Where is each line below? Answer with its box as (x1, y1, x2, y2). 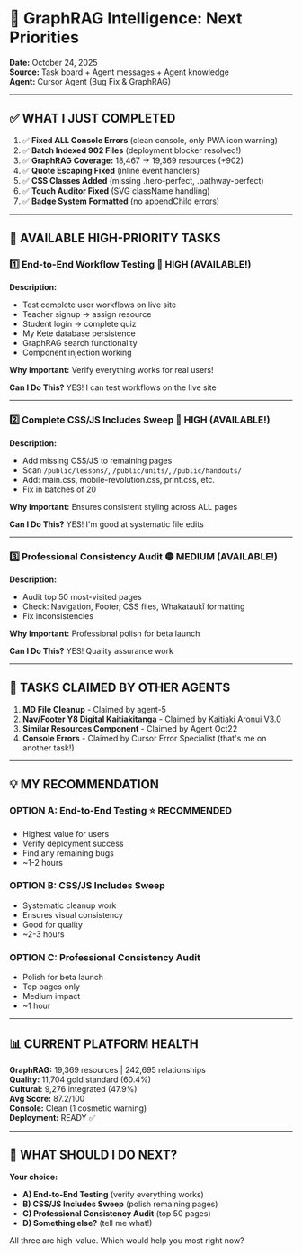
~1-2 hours (22, 857, 63, 868)
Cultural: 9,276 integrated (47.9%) (9, 1083, 138, 1094)
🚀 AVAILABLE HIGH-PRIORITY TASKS (9, 231, 221, 246)
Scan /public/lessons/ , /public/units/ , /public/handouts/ (22, 464, 243, 476)
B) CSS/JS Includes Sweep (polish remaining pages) (22, 1198, 218, 1209)
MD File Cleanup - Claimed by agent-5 (22, 704, 166, 714)
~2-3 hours (22, 928, 65, 940)
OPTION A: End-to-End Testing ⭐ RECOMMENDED (9, 805, 232, 817)
